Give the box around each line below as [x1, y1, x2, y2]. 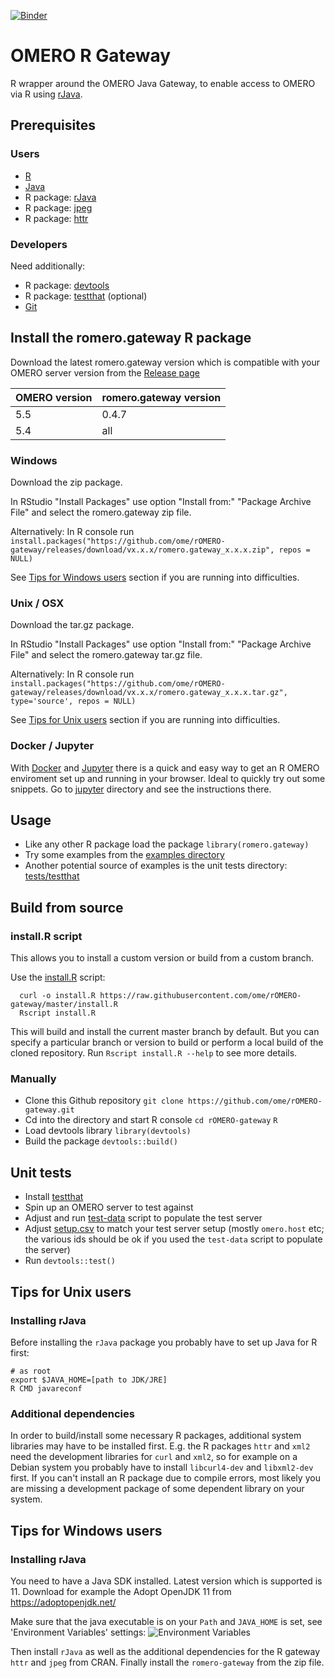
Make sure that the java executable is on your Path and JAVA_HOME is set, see [10, 1615, 323, 1627]
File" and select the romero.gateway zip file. [10, 506, 192, 519]
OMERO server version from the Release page [10, 366, 200, 379]
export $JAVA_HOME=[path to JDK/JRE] [10, 1375, 168, 1385]
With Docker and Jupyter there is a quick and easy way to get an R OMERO [10, 761, 320, 774]
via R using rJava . [10, 88, 83, 100]
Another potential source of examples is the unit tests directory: [24, 860, 288, 872]
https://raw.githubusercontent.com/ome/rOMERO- [99, 991, 302, 1001]
